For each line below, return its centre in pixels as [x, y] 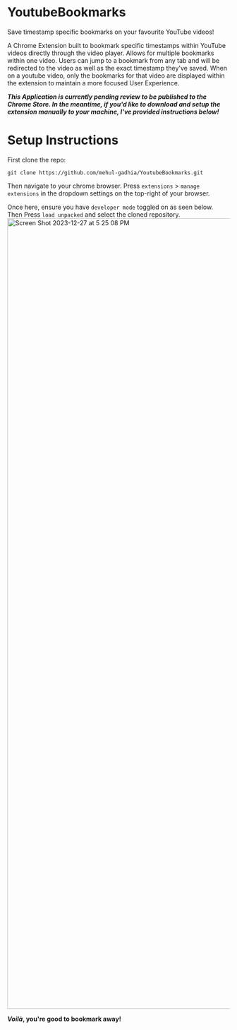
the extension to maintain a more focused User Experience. [93, 83]
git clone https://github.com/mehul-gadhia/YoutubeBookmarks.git [105, 173]
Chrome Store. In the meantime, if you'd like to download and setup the [114, 104]
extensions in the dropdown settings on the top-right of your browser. [109, 193]
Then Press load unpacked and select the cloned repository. [94, 214]
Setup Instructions [63, 140]
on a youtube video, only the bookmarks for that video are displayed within [116, 76]
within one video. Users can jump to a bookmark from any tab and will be [114, 60]
